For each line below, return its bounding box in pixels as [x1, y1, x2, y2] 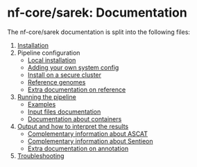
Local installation [27, 55, 76, 64]
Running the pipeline [17, 92, 76, 101]
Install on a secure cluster [27, 71, 102, 79]
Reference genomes [27, 78, 86, 86]
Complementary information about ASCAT [27, 130, 148, 138]
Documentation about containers [27, 114, 122, 123]
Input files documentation [27, 107, 101, 116]
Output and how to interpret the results [17, 122, 129, 130]
